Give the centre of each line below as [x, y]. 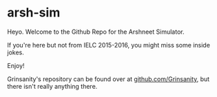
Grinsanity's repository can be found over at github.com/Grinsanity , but [108, 79]
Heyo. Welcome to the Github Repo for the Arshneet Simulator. [96, 32]
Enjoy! [16, 65]
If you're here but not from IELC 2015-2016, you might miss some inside [108, 45]
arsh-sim [34, 13]
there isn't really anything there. [52, 86]
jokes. [15, 52]
